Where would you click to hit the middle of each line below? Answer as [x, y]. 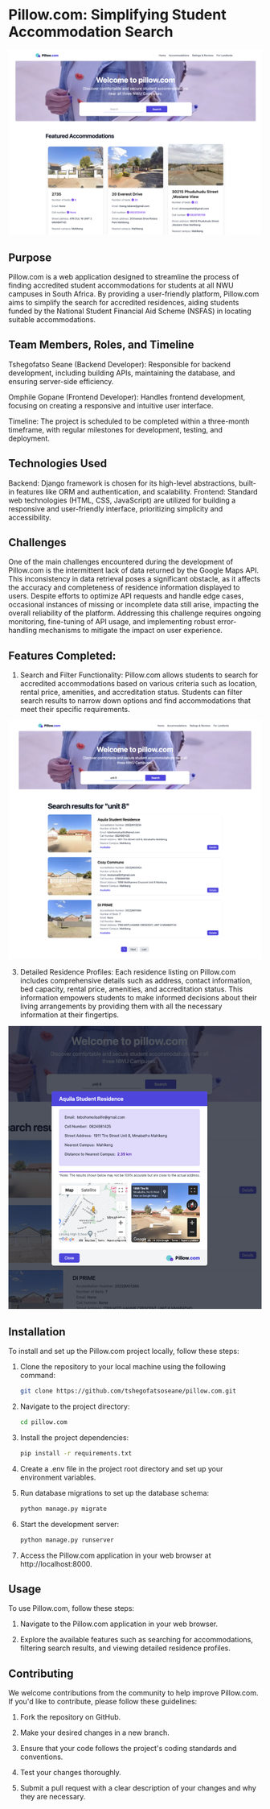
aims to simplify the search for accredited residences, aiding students [124, 302]
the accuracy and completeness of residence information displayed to [124, 588]
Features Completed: [62, 655]
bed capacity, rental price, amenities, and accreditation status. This [131, 989]
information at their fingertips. [69, 1015]
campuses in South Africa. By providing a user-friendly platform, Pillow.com [134, 294]
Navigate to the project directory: [75, 1406]
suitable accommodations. [52, 319]
